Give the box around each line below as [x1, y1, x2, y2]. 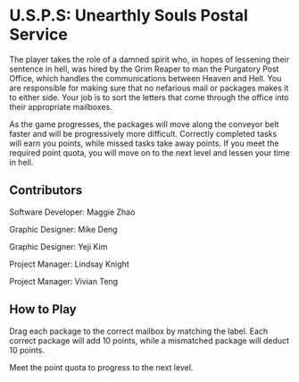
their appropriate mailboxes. [9, 101, 113, 112]
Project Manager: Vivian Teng [9, 276, 119, 286]
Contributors [9, 183, 83, 198]
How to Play [9, 301, 78, 318]
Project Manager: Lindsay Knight [9, 259, 129, 269]
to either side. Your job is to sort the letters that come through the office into [9, 91, 289, 103]
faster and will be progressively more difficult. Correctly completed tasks [9, 128, 278, 139]
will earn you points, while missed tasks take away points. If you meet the [9, 138, 279, 149]
